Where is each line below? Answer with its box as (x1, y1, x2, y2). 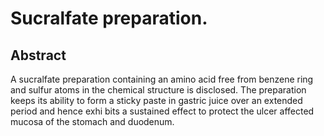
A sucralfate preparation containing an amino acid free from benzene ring (10, 73, 314, 85)
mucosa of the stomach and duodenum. (10, 116, 175, 127)
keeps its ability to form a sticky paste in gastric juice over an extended (10, 95, 303, 106)
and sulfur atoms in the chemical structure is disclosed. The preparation (10, 84, 307, 96)
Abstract (10, 47, 67, 64)
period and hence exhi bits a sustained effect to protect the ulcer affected (10, 105, 315, 117)
